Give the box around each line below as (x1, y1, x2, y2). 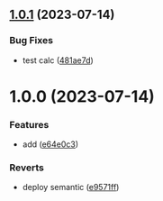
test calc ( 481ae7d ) (22, 54, 95, 66)
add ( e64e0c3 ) (22, 139, 79, 150)
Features (9, 118, 50, 131)
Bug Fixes (9, 34, 54, 47)
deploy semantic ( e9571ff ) (22, 182, 120, 193)
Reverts (9, 161, 45, 174)
